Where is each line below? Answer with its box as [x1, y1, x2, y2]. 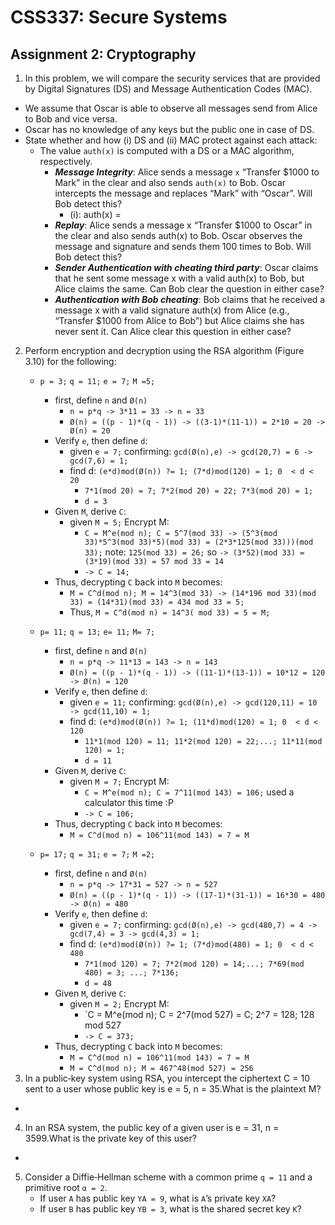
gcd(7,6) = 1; [69, 456, 129, 466]
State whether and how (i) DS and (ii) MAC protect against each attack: [24, 134, 318, 146]
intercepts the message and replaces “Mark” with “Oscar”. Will [54, 187, 313, 199]
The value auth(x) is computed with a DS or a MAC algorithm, [39, 145, 295, 156]
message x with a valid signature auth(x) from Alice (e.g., [54, 304, 290, 316]
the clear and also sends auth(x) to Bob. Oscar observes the [54, 230, 303, 241]
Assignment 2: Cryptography [10, 46, 197, 63]
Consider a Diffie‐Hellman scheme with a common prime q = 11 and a [24, 1171, 313, 1183]
